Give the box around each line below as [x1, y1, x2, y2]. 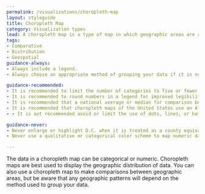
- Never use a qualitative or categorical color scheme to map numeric [6, 133, 192, 139]
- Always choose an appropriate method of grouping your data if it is [6, 71, 192, 77]
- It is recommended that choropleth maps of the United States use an [6, 105, 192, 111]
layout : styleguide [6, 15, 56, 21]
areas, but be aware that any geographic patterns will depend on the [6, 174, 179, 182]
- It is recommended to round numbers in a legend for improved [6, 94, 173, 100]
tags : [6, 37, 20, 43]
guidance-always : [6, 60, 51, 66]
